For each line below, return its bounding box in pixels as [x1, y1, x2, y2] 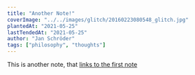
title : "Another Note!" [7, 10, 76, 17]
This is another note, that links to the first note [7, 61, 137, 68]
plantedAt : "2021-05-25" [7, 22, 78, 29]
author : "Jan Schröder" [7, 35, 76, 42]
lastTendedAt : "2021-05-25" [7, 29, 88, 36]
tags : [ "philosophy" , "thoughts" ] [7, 42, 106, 48]
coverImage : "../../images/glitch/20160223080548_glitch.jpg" [7, 16, 189, 23]
